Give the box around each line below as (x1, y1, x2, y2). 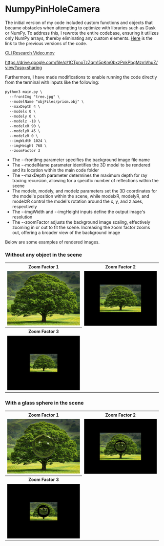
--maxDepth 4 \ (9, 104, 41, 109)
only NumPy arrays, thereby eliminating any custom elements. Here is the (5, 35, 153, 41)
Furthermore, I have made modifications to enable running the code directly (5, 74, 157, 80)
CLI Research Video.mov (5, 50, 55, 56)
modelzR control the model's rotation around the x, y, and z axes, (12, 198, 143, 204)
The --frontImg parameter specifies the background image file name (12, 157, 150, 163)
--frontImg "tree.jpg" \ (9, 94, 60, 99)
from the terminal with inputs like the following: (5, 79, 99, 85)
